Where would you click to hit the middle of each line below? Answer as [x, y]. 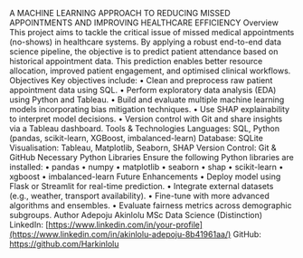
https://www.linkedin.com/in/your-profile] [126, 225]
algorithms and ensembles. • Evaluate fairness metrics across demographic [151, 205]
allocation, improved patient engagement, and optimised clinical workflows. [150, 71]
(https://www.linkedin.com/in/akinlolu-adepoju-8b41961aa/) [120, 234]
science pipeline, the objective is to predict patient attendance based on [144, 52]
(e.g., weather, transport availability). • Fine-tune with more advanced [139, 196]
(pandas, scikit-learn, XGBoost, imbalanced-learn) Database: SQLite [137, 138]
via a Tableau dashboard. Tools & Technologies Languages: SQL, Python [145, 129]
